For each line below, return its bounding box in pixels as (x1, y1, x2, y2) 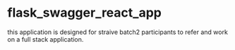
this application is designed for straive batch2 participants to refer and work (7, 28, 228, 36)
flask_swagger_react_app (7, 5, 162, 21)
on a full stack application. (7, 35, 84, 43)
